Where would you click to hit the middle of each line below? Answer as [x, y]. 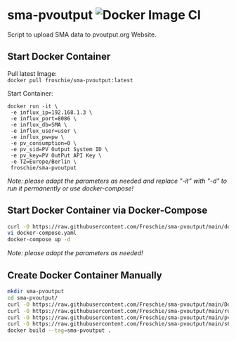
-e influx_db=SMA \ [39, 124]
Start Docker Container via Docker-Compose [107, 211]
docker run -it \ [33, 106]
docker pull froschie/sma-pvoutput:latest [70, 80]
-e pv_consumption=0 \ [44, 143]
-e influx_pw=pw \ [37, 137]
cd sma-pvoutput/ [33, 298]
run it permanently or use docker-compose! [71, 188]
